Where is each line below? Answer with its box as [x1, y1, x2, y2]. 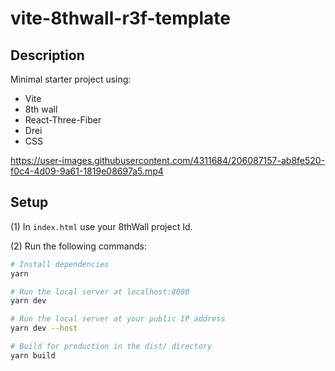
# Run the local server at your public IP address [10, 314, 226, 324]
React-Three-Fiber [24, 114, 102, 126]
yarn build [10, 350, 56, 361]
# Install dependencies [10, 259, 110, 269]
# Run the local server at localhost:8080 [10, 287, 190, 297]
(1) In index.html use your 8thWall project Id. [10, 220, 193, 232]
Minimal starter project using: [10, 73, 132, 85]
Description [10, 47, 85, 64]
